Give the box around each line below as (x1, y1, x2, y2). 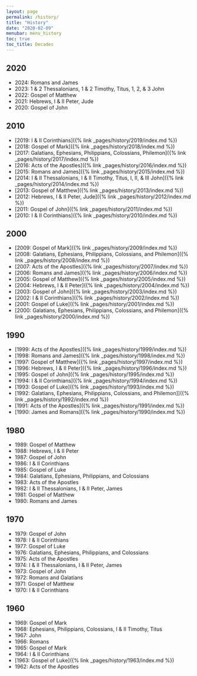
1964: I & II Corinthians (14, 650, 69, 657)
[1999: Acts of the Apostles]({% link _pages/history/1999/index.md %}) (14, 346, 187, 353)
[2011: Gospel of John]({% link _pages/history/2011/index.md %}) (14, 206, 173, 213)
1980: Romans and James (14, 497, 78, 504)
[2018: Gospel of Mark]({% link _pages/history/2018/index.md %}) (14, 143, 175, 150)
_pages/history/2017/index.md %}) (14, 155, 99, 163)
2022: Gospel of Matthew (14, 91, 77, 98)
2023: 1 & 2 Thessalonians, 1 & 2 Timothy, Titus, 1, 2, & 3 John (14, 85, 165, 92)
